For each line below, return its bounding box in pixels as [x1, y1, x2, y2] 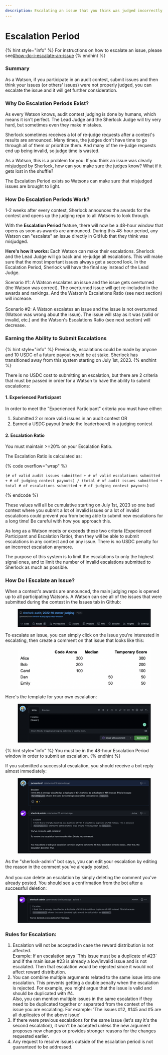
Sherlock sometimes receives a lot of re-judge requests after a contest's [5, 131, 155, 138]
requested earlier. [12, 1033, 49, 1039]
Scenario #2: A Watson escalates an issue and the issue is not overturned [5, 306, 157, 312]
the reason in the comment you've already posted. [5, 864, 109, 870]
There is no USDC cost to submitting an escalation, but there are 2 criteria [5, 372, 158, 378]
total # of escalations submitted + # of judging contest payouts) [5, 484, 149, 489]
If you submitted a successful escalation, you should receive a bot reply [5, 763, 154, 769]
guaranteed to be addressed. [12, 1044, 73, 1050]
